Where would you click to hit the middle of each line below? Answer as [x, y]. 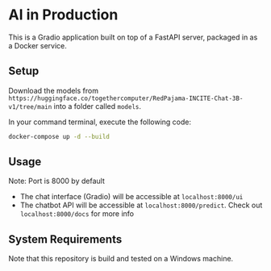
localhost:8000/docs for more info [77, 214]
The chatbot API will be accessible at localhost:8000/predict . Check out [141, 205]
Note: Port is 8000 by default [56, 181]
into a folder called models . [98, 106]
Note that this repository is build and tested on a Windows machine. [121, 259]
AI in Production [63, 15]
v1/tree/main [30, 106]
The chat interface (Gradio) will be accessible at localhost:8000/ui [131, 197]
